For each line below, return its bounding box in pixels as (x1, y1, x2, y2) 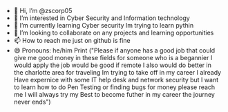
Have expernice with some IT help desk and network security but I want (13, 76, 219, 84)
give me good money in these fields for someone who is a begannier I (13, 54, 213, 62)
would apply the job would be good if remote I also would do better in (13, 61, 212, 69)
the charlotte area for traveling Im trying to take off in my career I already (13, 68, 222, 76)
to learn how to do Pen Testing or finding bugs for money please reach (13, 83, 216, 91)
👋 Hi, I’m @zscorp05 (13, 7, 73, 15)
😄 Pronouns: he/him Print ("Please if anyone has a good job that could (13, 46, 216, 55)
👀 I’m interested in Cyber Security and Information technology (13, 14, 190, 22)
